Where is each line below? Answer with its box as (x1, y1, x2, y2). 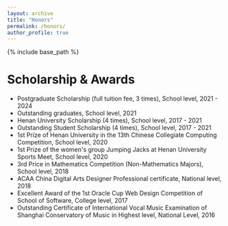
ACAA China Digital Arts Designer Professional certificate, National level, (16, 175, 222, 183)
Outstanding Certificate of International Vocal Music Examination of (16, 203, 207, 212)
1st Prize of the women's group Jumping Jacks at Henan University (16, 145, 207, 154)
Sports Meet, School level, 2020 (16, 153, 108, 161)
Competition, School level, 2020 (16, 138, 108, 147)
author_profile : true (7, 29, 69, 36)
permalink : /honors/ (7, 23, 66, 29)
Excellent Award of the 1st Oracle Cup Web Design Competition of (16, 189, 203, 197)
